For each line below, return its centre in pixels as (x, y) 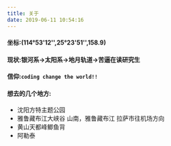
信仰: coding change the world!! (52, 77)
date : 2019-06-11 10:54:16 (45, 20)
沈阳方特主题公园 (41, 110)
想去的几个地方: (29, 93)
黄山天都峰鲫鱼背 (41, 127)
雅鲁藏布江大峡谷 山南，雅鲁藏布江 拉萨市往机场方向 (91, 119)
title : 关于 (23, 13)
